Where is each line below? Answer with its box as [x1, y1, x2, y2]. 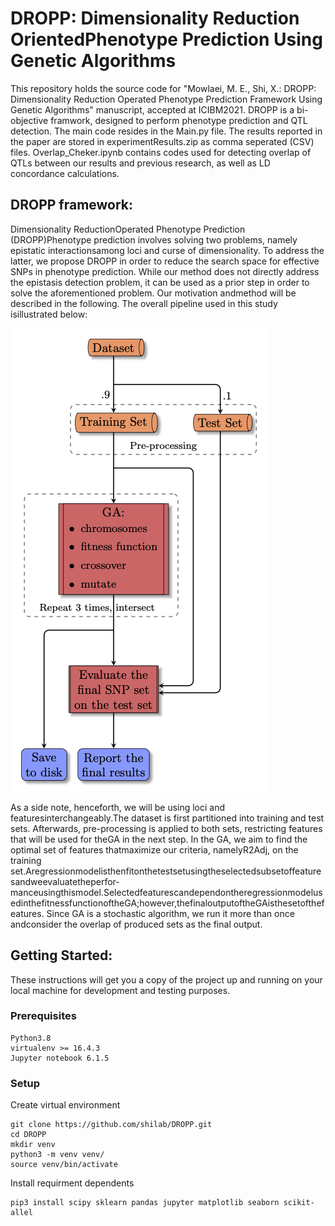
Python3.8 [10, 1033, 52, 1043]
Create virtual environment [10, 1099, 121, 1111]
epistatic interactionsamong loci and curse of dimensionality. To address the [10, 244, 325, 256]
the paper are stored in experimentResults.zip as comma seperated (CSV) [10, 135, 315, 147]
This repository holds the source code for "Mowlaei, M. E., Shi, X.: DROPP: [10, 82, 317, 94]
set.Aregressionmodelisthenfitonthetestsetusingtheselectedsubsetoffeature [10, 865, 322, 877]
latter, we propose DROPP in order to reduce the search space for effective [10, 255, 320, 267]
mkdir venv [10, 1140, 56, 1150]
